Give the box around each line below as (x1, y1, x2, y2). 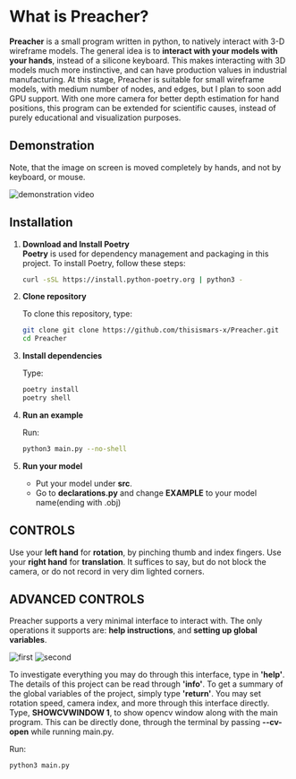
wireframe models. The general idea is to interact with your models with (9, 45, 279, 56)
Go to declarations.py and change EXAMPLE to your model (35, 487, 258, 498)
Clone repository (21, 291, 87, 302)
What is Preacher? (9, 6, 149, 27)
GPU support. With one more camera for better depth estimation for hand (9, 92, 280, 104)
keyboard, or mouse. (9, 171, 86, 182)
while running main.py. (30, 726, 114, 737)
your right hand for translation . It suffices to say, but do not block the (9, 556, 266, 567)
